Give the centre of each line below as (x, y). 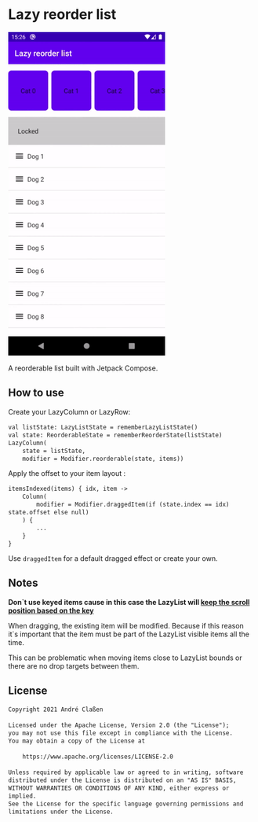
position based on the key (51, 610)
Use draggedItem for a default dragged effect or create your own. (113, 558)
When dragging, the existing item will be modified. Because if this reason (126, 625)
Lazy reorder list (62, 15)
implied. (22, 796)
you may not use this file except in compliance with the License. (121, 733)
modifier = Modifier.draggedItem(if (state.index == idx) (133, 504)
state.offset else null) (49, 512)
